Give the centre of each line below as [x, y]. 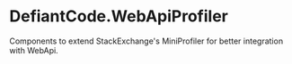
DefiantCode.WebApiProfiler [119, 16]
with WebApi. [34, 50]
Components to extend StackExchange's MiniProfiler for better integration [146, 41]
